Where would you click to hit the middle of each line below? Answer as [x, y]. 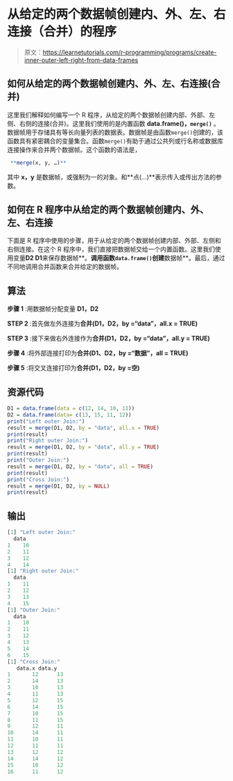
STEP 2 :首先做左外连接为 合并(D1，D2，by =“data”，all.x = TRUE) [103, 323]
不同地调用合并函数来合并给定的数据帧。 [65, 267]
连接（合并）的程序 [62, 32]
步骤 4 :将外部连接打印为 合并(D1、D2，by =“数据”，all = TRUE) [98, 353]
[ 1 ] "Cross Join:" [34, 661]
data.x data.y [37, 668]
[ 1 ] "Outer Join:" [34, 610]
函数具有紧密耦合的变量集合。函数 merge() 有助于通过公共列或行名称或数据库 [115, 140]
